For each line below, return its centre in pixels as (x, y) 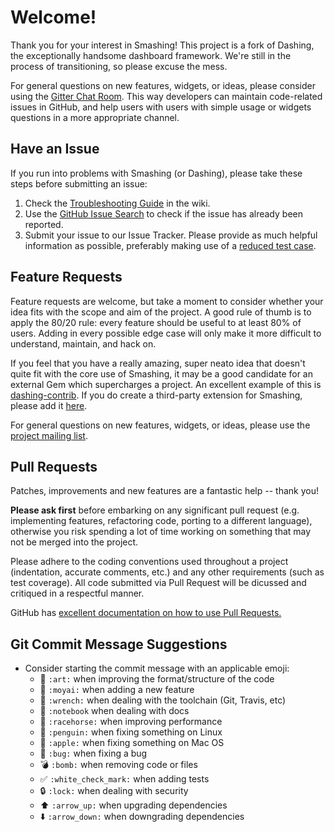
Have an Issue (55, 149)
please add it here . (49, 405)
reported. (44, 224)
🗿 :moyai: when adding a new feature (117, 690)
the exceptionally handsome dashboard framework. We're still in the (151, 55)
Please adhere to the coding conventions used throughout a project (149, 562)
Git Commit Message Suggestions (119, 644)
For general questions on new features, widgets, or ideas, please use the (160, 425)
